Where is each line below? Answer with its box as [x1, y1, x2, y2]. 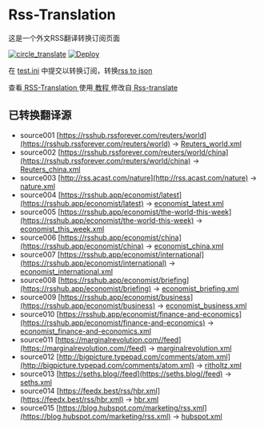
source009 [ [19, 292, 62, 302]
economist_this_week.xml [19, 224, 105, 233]
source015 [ [19, 403, 59, 412]
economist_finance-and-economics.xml [19, 326, 152, 336]
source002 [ [19, 147, 62, 157]
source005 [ [19, 207, 62, 217]
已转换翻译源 [8, 108, 72, 122]
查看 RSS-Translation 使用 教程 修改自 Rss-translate [8, 83, 178, 92]
